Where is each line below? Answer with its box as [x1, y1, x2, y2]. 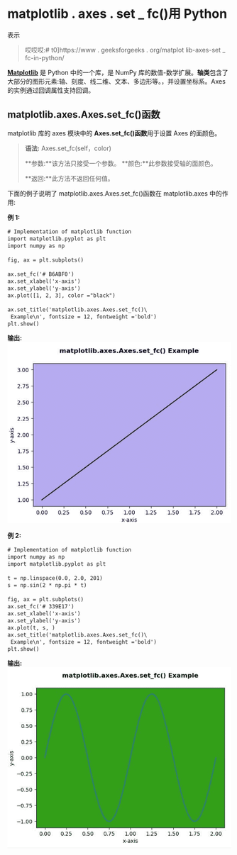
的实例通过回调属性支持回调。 [7, 86, 94, 94]
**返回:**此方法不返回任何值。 [24, 174, 114, 182]
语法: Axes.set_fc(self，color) [24, 144, 112, 152]
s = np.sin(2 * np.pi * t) [7, 582, 87, 589]
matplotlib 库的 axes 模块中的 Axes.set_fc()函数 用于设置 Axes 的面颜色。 [7, 128, 221, 138]
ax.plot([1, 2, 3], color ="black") [7, 291, 116, 299]
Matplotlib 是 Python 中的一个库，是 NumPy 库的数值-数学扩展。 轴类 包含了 [7, 68, 228, 77]
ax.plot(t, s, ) [7, 625, 55, 632]
